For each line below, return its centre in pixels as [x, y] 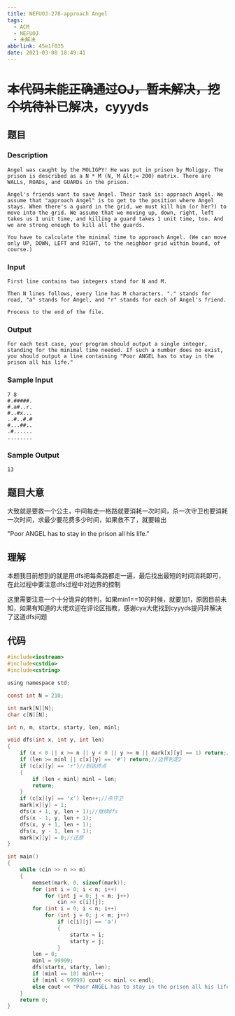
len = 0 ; [45, 954]
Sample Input [30, 380]
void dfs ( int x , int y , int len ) [56, 740]
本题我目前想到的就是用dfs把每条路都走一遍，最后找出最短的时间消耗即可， [116, 575]
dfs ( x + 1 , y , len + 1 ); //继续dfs [69, 812]
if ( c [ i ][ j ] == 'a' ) [87, 922]
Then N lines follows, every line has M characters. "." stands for [109, 294]
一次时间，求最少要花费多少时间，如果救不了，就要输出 [87, 519]
